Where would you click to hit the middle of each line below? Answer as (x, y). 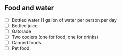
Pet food (21, 48)
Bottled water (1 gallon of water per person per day (64, 20)
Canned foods (26, 43)
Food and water (29, 8)
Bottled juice (25, 26)
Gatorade (21, 31)
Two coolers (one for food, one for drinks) (55, 37)
